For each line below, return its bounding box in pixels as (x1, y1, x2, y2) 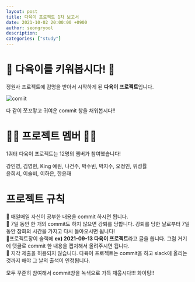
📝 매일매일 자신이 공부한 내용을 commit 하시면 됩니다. (6, 213, 128, 220)
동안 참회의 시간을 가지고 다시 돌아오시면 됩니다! (6, 228, 116, 235)
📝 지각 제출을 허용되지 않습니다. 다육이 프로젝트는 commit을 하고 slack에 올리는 (6, 249, 188, 256)
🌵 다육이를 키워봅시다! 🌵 (6, 63, 115, 76)
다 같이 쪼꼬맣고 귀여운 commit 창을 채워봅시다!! (6, 106, 116, 114)
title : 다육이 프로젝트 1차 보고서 (6, 14, 79, 20)
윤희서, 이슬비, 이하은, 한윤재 (6, 170, 72, 177)
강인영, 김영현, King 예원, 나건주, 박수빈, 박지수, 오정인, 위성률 (6, 162, 147, 170)
